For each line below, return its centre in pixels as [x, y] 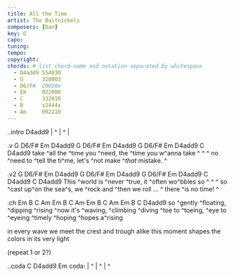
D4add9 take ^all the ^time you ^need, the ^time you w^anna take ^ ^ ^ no [113, 153]
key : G [17, 33]
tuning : [19, 46]
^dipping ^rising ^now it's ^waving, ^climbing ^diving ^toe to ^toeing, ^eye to [117, 210]
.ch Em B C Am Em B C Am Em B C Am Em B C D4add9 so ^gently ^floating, [117, 202]
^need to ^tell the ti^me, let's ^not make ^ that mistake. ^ [87, 160]
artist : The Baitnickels [44, 20]
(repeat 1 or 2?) [29, 252]
